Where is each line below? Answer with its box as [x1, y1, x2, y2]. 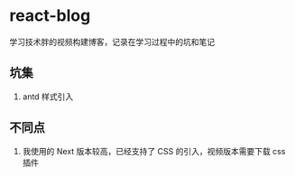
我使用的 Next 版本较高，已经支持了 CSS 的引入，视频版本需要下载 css [22, 145, 286, 156]
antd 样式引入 [22, 91, 74, 102]
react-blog [9, 5, 91, 26]
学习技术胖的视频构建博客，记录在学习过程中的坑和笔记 [9, 36, 215, 47]
